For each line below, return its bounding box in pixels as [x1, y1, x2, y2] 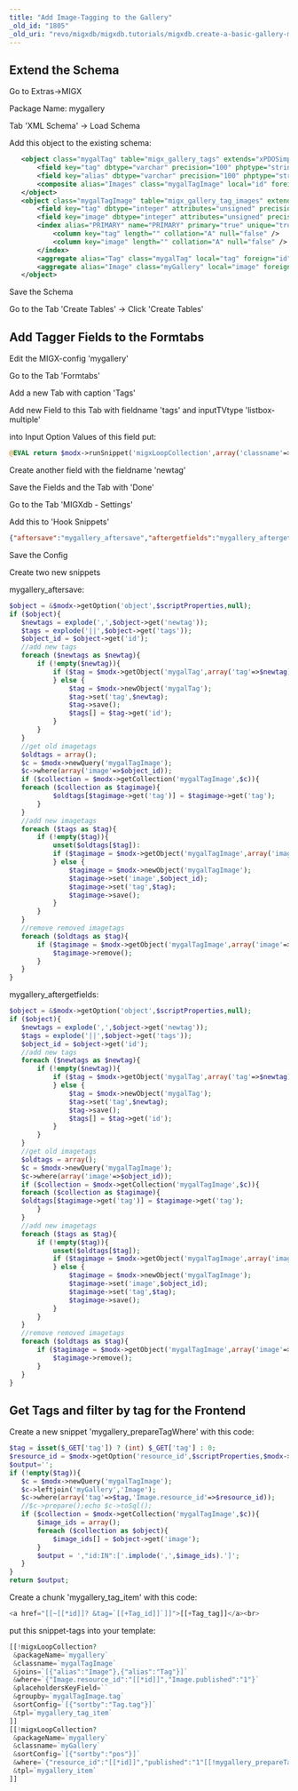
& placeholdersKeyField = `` [12, 1683, 109, 1693]
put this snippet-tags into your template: [9, 1625, 156, 1635]
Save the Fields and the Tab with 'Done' [9, 482, 155, 492]
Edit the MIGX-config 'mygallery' [9, 353, 129, 364]
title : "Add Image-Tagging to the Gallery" [9, 12, 173, 22]
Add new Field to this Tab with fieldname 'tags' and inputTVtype [9, 405, 244, 416]
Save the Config [9, 549, 68, 560]
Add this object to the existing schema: [9, 138, 153, 148]
